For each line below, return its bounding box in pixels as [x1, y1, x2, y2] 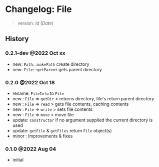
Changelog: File [5, 4, 72, 15]
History [5, 35, 29, 43]
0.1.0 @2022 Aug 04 [5, 145, 56, 152]
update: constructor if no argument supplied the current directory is [12, 117, 153, 123]
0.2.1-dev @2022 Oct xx [5, 50, 65, 57]
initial [12, 157, 24, 163]
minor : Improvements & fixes [12, 133, 73, 139]
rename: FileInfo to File [12, 90, 64, 96]
